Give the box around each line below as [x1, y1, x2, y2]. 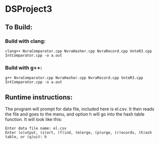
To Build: [5, 23, 33, 31]
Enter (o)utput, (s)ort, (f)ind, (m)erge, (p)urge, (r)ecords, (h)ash [5, 130, 152, 135]
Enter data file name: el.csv [5, 126, 67, 131]
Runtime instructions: [5, 93, 73, 101]
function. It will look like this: [5, 116, 63, 122]
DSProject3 [5, 3, 52, 15]
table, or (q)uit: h [5, 134, 47, 139]
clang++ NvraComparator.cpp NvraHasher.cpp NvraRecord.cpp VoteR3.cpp [5, 48, 152, 53]
